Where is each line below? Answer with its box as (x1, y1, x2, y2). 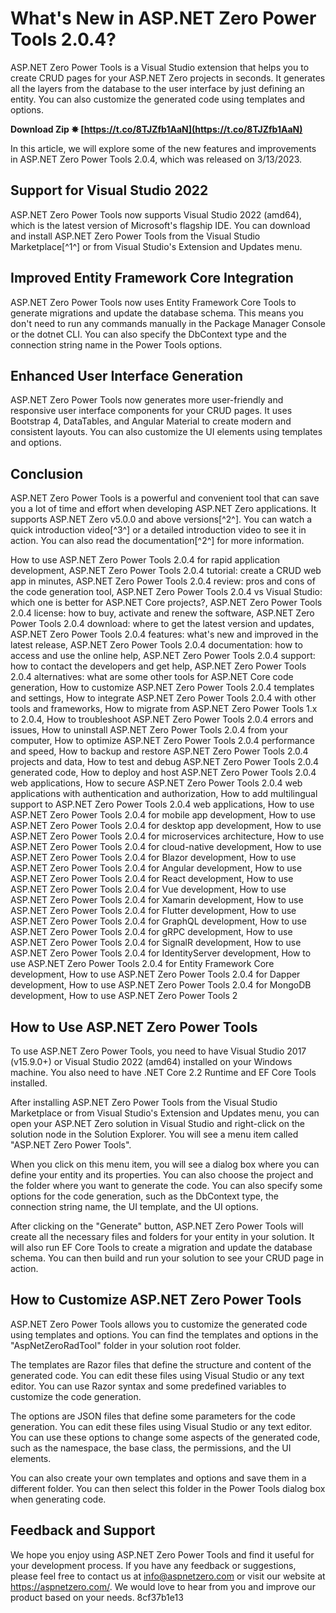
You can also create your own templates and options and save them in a (10, 1472, 307, 1484)
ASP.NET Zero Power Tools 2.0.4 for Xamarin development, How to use (10, 894, 304, 906)
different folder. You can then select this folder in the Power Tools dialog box (10, 1482, 326, 1494)
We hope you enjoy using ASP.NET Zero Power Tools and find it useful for (10, 1548, 315, 1561)
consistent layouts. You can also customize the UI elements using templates (10, 426, 323, 438)
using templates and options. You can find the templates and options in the (10, 1328, 319, 1341)
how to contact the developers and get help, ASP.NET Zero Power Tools (10, 660, 307, 672)
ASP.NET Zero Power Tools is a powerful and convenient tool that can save (10, 492, 320, 504)
